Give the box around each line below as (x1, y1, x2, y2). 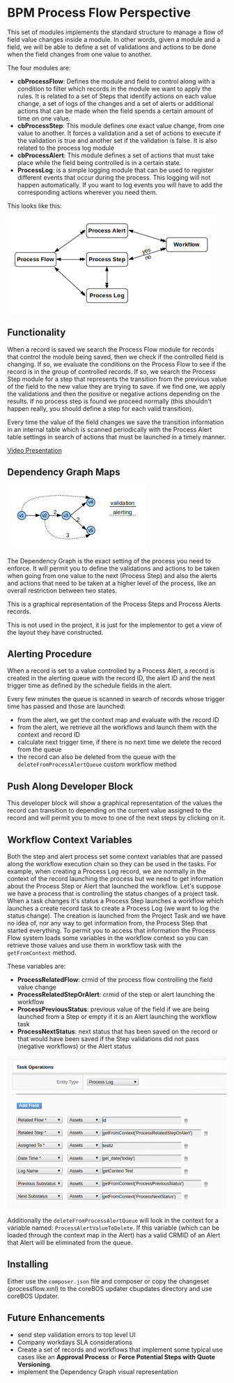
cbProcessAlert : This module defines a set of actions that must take (17, 151, 214, 159)
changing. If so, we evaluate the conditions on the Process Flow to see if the (7, 360, 226, 368)
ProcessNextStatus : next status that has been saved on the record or (17, 1027, 218, 1036)
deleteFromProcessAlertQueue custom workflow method (17, 760, 177, 769)
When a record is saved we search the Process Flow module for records (7, 345, 214, 353)
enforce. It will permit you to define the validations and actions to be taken (7, 564, 220, 572)
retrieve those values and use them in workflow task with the (7, 941, 182, 949)
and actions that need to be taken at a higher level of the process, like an (7, 579, 216, 587)
